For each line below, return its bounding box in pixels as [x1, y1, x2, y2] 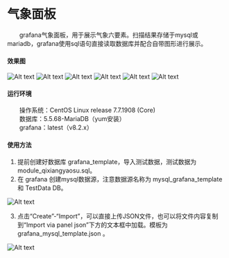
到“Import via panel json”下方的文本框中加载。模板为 [17, 220, 168, 229]
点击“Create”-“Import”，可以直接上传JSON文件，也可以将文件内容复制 [17, 211, 219, 220]
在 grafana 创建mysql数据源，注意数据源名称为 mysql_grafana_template [17, 175, 223, 183]
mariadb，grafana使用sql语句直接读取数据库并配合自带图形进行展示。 [7, 39, 207, 47]
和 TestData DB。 [17, 184, 67, 192]
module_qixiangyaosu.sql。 [17, 166, 96, 175]
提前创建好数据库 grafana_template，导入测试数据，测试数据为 [17, 157, 197, 166]
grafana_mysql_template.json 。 [17, 229, 109, 237]
